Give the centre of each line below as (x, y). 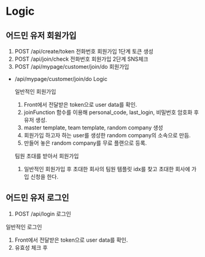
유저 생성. (35, 120)
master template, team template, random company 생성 (93, 128)
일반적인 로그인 (24, 227)
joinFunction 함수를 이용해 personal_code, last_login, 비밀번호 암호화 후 (111, 112)
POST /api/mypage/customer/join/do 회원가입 (72, 67)
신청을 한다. (44, 177)
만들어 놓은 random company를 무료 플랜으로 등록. (85, 143)
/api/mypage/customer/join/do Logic (61, 79)
